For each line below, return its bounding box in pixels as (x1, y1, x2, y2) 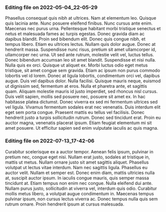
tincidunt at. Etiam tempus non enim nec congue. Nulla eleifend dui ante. (5, 180, 153, 186)
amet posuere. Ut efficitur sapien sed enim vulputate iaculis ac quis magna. (5, 125, 159, 131)
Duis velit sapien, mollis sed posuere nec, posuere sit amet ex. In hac (5, 94, 146, 100)
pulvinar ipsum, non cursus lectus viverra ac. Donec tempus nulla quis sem (5, 196, 158, 202)
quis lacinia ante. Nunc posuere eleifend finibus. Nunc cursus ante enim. (5, 20, 153, 26)
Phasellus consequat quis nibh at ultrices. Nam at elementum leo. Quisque (5, 15, 157, 21)
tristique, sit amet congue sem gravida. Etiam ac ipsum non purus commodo (5, 68, 161, 73)
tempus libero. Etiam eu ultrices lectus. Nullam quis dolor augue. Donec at (5, 41, 156, 47)
